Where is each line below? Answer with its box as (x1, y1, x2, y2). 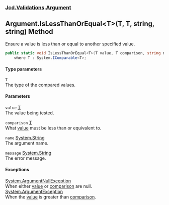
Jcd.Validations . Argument (5, 4, 71, 11)
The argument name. (5, 140, 49, 146)
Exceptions (5, 167, 29, 173)
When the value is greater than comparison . (5, 194, 97, 200)
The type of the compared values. (5, 82, 76, 88)
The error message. (5, 155, 46, 161)
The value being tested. (5, 110, 54, 116)
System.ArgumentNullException (5, 178, 71, 184)
